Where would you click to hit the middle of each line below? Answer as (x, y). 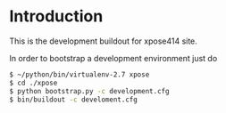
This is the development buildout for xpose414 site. (104, 41)
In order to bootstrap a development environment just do (113, 58)
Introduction (56, 16)
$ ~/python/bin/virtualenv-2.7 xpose (80, 74)
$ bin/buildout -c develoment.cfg (74, 100)
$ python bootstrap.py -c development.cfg (89, 91)
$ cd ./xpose (33, 83)
